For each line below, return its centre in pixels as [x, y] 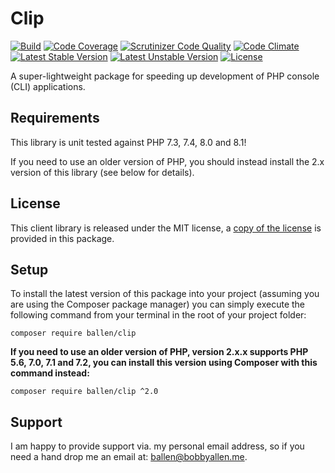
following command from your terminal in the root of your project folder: [158, 315]
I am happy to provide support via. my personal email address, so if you [157, 446]
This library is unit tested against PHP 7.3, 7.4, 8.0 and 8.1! [128, 142]
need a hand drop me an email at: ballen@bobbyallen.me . [129, 457]
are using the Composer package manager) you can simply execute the [158, 304]
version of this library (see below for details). [102, 172]
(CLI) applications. [48, 86]
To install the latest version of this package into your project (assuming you [165, 294]
